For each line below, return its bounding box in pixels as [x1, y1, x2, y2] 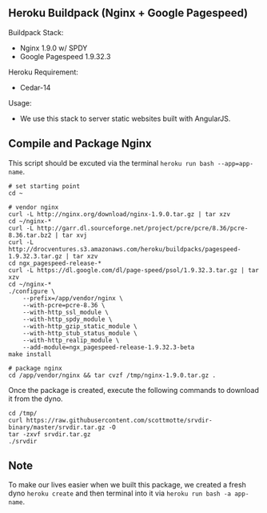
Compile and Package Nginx [8, 137, 152, 150]
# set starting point [8, 182, 81, 190]
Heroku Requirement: [8, 67, 78, 77]
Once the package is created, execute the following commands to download [8, 385, 260, 395]
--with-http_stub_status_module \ [22, 329, 137, 337]
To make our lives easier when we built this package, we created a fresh [8, 480, 246, 490]
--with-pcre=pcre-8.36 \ [22, 301, 106, 309]
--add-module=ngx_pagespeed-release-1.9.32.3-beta [22, 343, 195, 351]
